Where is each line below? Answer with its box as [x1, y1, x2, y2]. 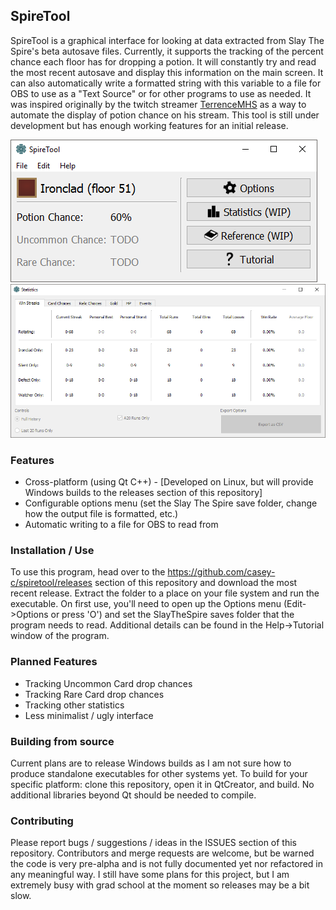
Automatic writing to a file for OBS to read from [24, 519, 219, 531]
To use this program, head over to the [10, 566, 166, 578]
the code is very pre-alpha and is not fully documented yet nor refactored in [10, 858, 324, 870]
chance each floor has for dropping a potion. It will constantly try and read [10, 55, 317, 68]
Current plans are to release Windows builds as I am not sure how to [10, 757, 292, 769]
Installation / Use [10, 543, 95, 557]
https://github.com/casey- [167, 566, 276, 578]
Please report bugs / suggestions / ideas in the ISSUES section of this [10, 837, 298, 849]
